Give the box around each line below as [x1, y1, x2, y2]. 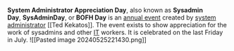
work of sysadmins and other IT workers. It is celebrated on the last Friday [7, 28, 223, 36]
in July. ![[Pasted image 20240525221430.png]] [7, 36, 147, 44]
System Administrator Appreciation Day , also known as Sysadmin [7, 6, 203, 14]
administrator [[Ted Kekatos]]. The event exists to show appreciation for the [7, 21, 227, 29]
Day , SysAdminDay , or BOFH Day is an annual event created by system [7, 13, 216, 22]
